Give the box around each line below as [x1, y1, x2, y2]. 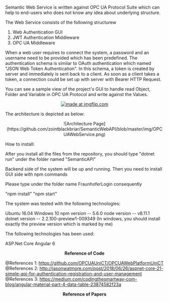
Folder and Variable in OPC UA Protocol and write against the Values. [5, 92, 148, 97]
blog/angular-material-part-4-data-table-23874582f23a [5, 281, 122, 287]
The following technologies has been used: [5, 231, 95, 237]
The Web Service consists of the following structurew [5, 20, 117, 25]
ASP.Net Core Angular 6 [5, 241, 55, 246]
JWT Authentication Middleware [12, 35, 79, 40]
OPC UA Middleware [12, 40, 55, 46]
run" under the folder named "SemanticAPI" [5, 156, 96, 162]
